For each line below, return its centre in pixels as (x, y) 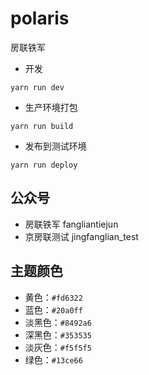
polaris (40, 18)
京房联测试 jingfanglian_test (81, 236)
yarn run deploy (44, 165)
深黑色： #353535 (58, 334)
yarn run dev (37, 87)
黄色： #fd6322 (53, 297)
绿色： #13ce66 (53, 359)
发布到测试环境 (55, 146)
